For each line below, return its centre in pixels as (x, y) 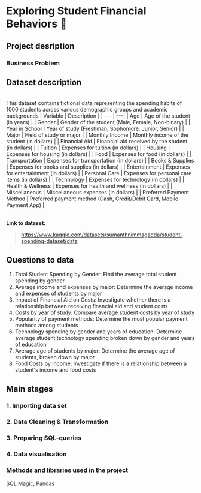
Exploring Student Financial (76, 11)
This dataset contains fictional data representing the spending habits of (94, 103)
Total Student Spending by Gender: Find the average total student (96, 275)
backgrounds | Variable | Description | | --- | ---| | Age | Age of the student (98, 116)
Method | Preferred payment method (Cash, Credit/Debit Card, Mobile (92, 199)
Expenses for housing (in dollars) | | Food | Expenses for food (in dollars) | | (99, 154)
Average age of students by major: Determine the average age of (95, 351)
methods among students (46, 326)
